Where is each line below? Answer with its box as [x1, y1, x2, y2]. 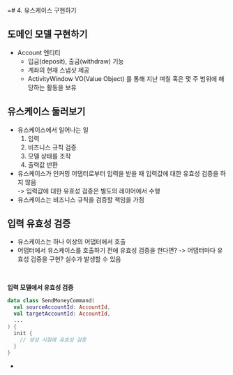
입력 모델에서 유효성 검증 [7, 284, 74, 292]
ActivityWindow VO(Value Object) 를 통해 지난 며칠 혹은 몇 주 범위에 [27, 74, 218, 82]
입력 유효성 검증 [7, 218, 71, 230]
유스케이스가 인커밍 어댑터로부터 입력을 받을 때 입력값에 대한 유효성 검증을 [17, 169, 219, 177]
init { [13, 330, 33, 337]
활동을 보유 [46, 83, 77, 91]
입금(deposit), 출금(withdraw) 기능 [27, 57, 124, 65]
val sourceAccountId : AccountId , [13, 304, 111, 311]
